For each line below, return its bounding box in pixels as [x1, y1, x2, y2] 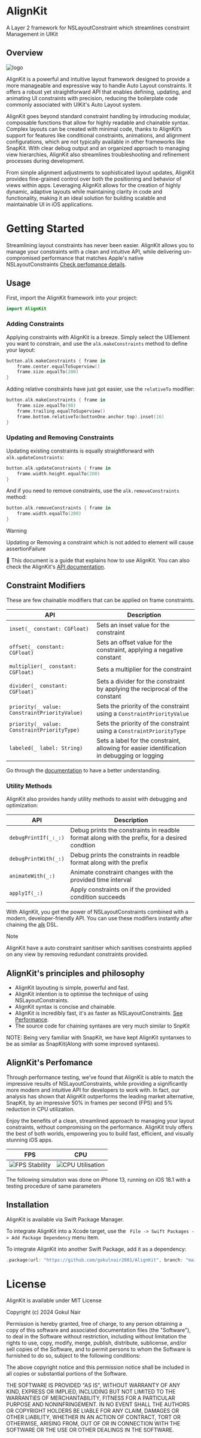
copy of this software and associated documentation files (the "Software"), [6, 1326, 191, 1334]
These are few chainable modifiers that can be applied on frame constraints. [6, 596, 194, 604]
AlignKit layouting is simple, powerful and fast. [14, 984, 130, 991]
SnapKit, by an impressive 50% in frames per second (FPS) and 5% [6, 1099, 173, 1106]
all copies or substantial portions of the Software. [6, 1370, 127, 1377]
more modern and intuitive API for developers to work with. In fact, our [6, 1086, 180, 1094]
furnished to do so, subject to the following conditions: [6, 1352, 141, 1359]
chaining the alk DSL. [6, 921, 59, 928]
